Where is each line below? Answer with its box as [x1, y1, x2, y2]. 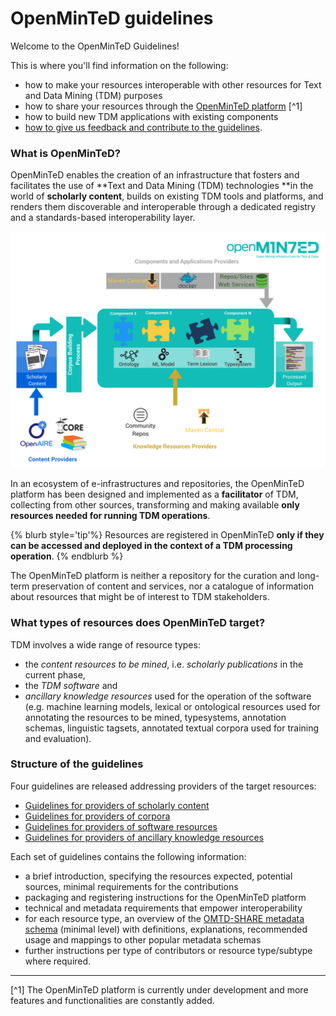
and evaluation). [24, 732, 92, 744]
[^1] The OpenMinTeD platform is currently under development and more [10, 983, 309, 996]
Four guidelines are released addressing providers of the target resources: [10, 780, 317, 792]
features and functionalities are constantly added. [10, 994, 215, 1006]
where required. [24, 955, 92, 967]
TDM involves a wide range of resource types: [10, 638, 201, 651]
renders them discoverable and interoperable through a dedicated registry [10, 201, 317, 213]
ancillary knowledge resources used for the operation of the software [24, 690, 312, 702]
